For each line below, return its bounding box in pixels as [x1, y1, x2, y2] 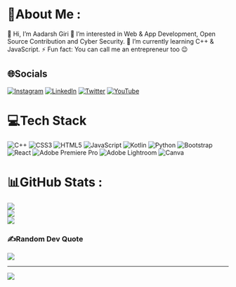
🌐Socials [7, 68, 48, 80]
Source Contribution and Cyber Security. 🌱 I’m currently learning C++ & [7, 37, 214, 45]
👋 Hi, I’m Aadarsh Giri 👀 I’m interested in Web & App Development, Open [7, 30, 216, 38]
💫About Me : [7, 6, 81, 23]
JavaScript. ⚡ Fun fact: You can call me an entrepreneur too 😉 [7, 45, 188, 53]
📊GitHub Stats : [7, 174, 103, 190]
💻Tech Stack [7, 113, 87, 129]
